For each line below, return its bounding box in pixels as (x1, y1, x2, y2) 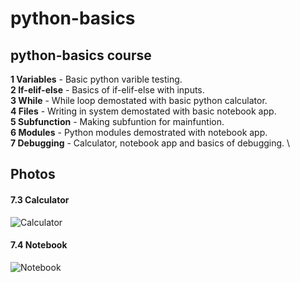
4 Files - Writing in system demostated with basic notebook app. (10, 105, 277, 117)
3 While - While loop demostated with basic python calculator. (10, 95, 268, 106)
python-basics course (10, 47, 152, 64)
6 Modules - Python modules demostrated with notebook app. (10, 127, 268, 138)
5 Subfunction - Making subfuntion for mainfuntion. (10, 116, 225, 127)
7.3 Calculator (10, 193, 70, 206)
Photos (10, 166, 56, 183)
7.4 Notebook (10, 239, 68, 251)
